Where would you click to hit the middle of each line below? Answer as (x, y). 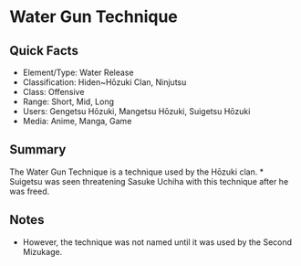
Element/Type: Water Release (78, 72)
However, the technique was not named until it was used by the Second (157, 242)
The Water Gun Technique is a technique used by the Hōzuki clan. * (137, 172)
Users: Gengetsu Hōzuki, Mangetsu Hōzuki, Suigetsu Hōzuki (136, 111)
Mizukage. (42, 251)
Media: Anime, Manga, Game (77, 121)
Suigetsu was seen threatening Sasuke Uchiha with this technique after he (149, 181)
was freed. (30, 191)
